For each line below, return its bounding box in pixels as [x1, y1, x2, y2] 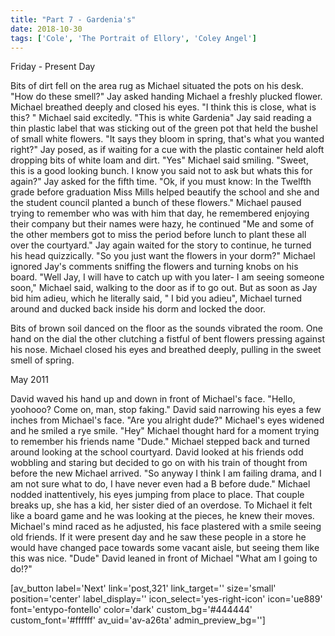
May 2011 [10, 374, 49, 386]
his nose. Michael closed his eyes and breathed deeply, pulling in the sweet [10, 344, 322, 356]
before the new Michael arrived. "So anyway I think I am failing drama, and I [10, 467, 322, 480]
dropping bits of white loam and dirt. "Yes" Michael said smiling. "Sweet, [10, 154, 309, 166]
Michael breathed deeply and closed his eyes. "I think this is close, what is [10, 101, 317, 113]
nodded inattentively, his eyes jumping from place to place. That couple [10, 489, 305, 501]
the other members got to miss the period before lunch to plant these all [10, 229, 307, 241]
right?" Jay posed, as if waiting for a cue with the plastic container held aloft [10, 144, 325, 156]
